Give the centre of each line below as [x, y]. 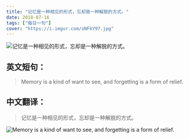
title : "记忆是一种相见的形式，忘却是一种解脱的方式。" [67, 12]
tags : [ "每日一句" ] [29, 23]
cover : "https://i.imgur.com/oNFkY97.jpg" [60, 28]
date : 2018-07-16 [28, 17]
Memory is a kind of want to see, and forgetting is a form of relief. [102, 82]
